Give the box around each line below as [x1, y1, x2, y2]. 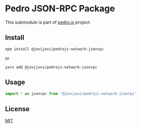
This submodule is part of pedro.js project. [5, 19, 91, 25]
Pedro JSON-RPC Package [5, 3, 115, 14]
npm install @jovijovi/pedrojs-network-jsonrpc [5, 46, 104, 52]
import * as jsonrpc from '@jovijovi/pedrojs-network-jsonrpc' [5, 91, 137, 96]
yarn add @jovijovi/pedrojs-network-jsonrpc [5, 64, 97, 69]
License [5, 104, 30, 113]
